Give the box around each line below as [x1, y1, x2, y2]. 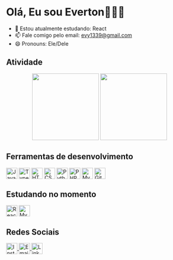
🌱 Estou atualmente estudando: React [14, 25, 107, 32]
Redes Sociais [6, 227, 59, 237]
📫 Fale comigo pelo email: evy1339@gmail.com [14, 31, 132, 38]
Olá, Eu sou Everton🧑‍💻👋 [6, 5, 126, 19]
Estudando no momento [6, 189, 97, 199]
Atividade [6, 57, 43, 68]
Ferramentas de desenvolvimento [6, 152, 133, 162]
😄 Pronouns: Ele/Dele [14, 40, 69, 47]
